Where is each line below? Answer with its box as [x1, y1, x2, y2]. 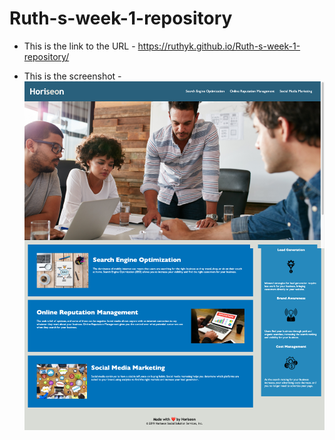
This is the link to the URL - [23, 40, 136, 52]
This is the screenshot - [23, 70, 122, 82]
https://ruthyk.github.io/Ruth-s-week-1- [137, 40, 301, 52]
